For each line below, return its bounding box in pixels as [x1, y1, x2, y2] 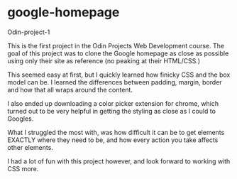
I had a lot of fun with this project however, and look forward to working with [7, 157, 231, 166]
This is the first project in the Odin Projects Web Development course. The [7, 41, 225, 50]
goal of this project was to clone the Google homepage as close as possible [7, 49, 229, 58]
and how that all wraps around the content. [7, 85, 133, 94]
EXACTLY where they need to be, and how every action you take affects [7, 136, 219, 144]
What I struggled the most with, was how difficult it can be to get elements [7, 128, 225, 136]
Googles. [7, 114, 34, 123]
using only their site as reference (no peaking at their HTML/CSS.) [7, 56, 201, 65]
